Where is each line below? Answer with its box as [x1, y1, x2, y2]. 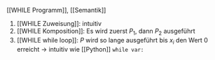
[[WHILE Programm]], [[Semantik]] [6, 6, 106, 14]
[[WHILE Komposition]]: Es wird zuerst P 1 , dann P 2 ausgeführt [16, 27, 195, 37]
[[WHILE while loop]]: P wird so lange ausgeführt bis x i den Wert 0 [16, 36, 208, 46]
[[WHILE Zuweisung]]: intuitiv [16, 20, 102, 27]
